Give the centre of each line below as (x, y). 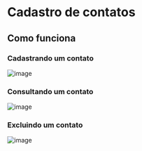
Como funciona (42, 38)
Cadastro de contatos (71, 12)
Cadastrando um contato (51, 58)
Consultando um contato (50, 91)
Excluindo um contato (45, 125)
